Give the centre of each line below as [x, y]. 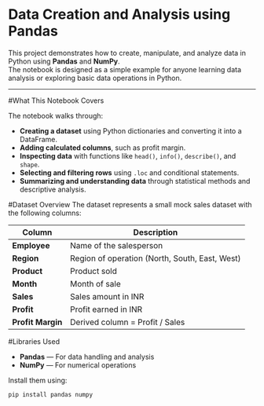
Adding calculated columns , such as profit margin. [103, 148]
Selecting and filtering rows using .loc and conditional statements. [129, 172]
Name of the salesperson [117, 245]
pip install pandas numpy [50, 394]
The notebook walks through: [56, 115]
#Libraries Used [34, 341]
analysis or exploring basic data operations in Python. [95, 78]
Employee [31, 245]
